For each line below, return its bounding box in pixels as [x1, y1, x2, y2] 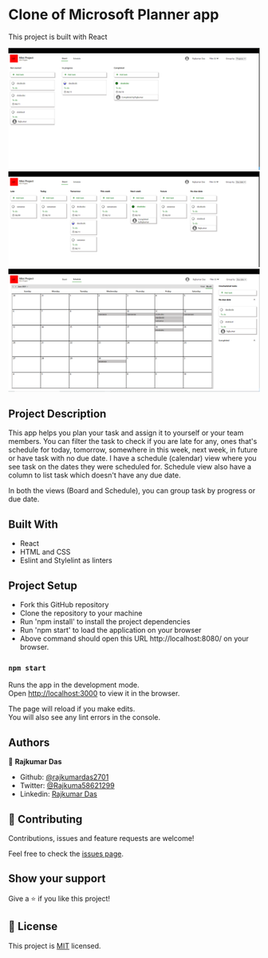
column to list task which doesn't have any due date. [8, 470, 181, 480]
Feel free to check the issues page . [8, 849, 124, 858]
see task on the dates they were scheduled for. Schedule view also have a [8, 462, 252, 472]
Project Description [8, 406, 107, 420]
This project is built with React [8, 32, 108, 41]
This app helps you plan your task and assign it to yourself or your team [8, 428, 244, 438]
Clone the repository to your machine [19, 608, 143, 618]
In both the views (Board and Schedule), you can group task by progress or [8, 486, 256, 496]
